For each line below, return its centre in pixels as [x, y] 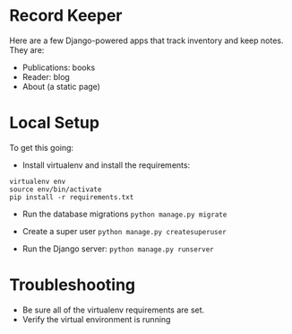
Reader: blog [46, 76]
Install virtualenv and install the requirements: [106, 165]
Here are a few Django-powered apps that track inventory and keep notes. [146, 40]
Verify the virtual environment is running [96, 319]
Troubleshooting [73, 285]
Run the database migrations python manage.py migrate [125, 214]
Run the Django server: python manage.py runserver [118, 249]
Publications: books [59, 67]
